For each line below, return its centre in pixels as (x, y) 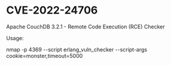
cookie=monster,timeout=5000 (45, 56)
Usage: (15, 38)
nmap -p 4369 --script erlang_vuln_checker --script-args (77, 49)
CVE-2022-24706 (52, 10)
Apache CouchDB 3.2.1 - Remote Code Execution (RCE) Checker (86, 27)
